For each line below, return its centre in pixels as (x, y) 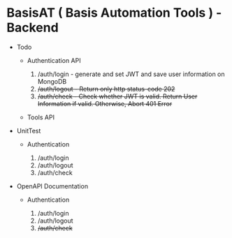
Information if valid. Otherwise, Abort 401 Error (105, 103)
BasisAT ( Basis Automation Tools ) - (114, 13)
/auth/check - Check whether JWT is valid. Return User (117, 96)
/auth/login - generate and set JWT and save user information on (131, 74)
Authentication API (54, 60)
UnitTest (29, 131)
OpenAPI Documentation (52, 186)
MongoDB (52, 81)
